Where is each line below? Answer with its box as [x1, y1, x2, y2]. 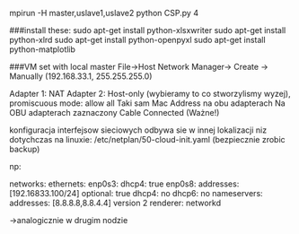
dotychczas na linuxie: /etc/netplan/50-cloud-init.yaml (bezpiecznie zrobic [9, 134, 286, 144]
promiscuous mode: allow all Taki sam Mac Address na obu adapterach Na [9, 98, 286, 108]
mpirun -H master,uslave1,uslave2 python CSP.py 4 [9, 8, 199, 18]
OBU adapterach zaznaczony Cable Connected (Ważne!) [9, 108, 220, 117]
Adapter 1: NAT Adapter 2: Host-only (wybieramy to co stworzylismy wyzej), [9, 89, 292, 99]
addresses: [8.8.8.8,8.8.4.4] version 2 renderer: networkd [9, 197, 222, 208]
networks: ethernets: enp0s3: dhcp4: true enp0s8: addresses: [9, 178, 240, 189]
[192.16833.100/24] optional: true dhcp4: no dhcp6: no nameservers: [9, 188, 263, 198]
